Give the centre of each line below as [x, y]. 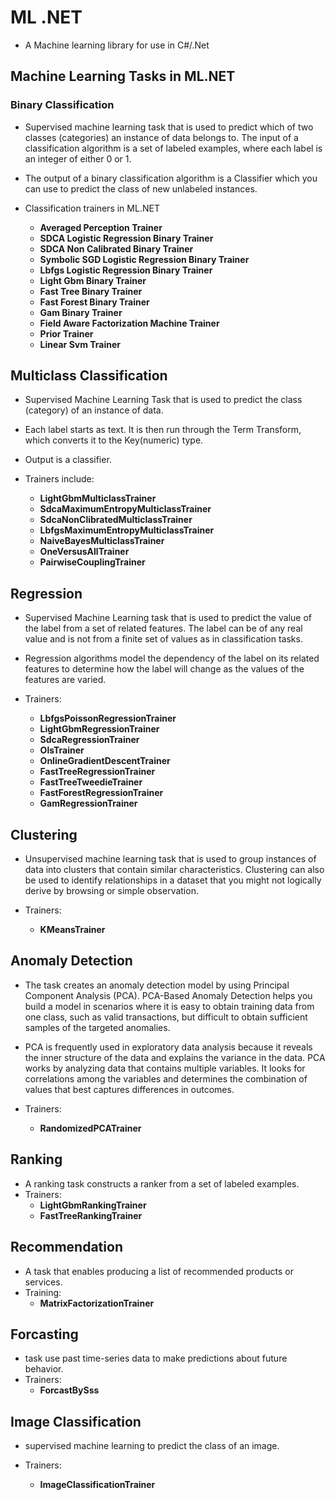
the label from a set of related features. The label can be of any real [163, 628]
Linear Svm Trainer [80, 344]
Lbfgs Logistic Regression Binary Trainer [126, 270]
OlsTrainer [62, 750]
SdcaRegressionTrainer [89, 740]
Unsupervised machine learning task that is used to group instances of [170, 859]
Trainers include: [59, 479]
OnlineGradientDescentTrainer [105, 761]
